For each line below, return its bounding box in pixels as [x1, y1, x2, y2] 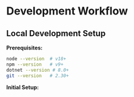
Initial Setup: [6, 83, 39, 91]
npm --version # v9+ [6, 61, 64, 67]
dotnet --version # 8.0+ [6, 67, 69, 73]
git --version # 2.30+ [6, 72, 69, 79]
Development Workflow [6, 4, 129, 18]
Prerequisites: [6, 44, 43, 51]
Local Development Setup [6, 28, 106, 39]
